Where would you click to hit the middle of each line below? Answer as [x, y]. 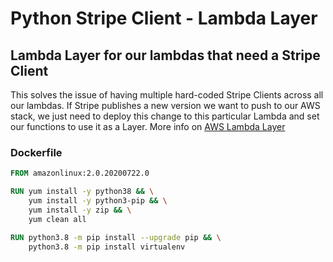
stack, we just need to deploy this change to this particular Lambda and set [165, 116]
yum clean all [57, 219]
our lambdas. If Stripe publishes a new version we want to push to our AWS [165, 105]
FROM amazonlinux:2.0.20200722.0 [80, 173]
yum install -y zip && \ [80, 210]
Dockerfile [36, 152]
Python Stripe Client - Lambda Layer [164, 18]
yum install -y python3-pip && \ [98, 201]
